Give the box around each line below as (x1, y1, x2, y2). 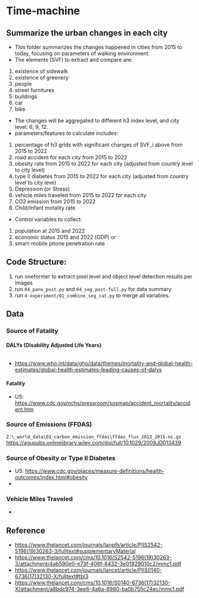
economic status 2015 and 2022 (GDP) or (14, 233, 117, 241)
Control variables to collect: (14, 216, 82, 223)
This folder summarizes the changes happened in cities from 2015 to (14, 43, 182, 50)
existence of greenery (14, 74, 69, 81)
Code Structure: (6, 257, 67, 267)
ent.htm (14, 406, 34, 413)
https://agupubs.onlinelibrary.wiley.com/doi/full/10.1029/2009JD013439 (6, 439, 182, 446)
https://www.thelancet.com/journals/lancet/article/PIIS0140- (14, 567, 162, 574)
